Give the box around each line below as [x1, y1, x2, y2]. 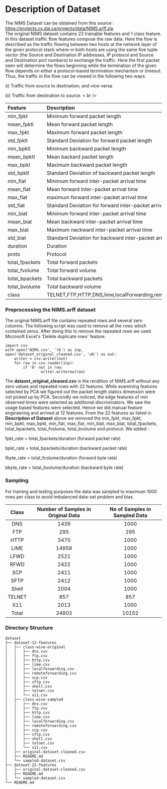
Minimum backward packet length [46, 145, 126, 152]
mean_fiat [7, 186, 31, 193]
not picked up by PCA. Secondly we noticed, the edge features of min [5, 394, 148, 400]
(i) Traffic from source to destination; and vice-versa [5, 82, 113, 88]
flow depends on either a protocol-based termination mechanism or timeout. [5, 67, 162, 73]
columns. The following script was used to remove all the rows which [5, 323, 147, 329]
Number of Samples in [37, 505, 91, 512]
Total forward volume [46, 267, 97, 274]
